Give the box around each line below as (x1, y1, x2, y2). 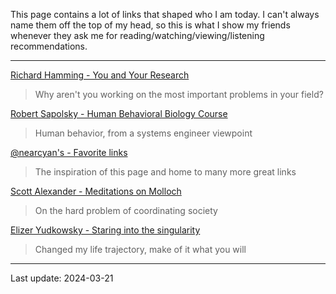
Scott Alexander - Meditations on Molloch (10, 185, 182, 197)
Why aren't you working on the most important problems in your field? (34, 89, 324, 100)
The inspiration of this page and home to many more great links (34, 166, 297, 178)
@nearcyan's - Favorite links (10, 147, 128, 158)
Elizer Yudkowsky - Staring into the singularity (10, 224, 201, 236)
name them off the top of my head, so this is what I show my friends (10, 19, 291, 31)
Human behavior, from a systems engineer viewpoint (34, 127, 253, 139)
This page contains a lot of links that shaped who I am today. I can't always (10, 9, 320, 20)
